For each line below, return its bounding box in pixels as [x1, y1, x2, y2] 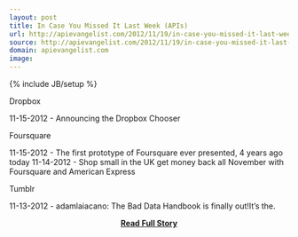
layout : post [9, 12, 58, 22]
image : [9, 54, 34, 63]
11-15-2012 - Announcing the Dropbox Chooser [9, 113, 181, 123]
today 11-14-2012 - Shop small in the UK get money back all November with [9, 157, 285, 167]
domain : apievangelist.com [9, 46, 109, 55]
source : [9, 37, 38, 47]
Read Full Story [120, 218, 178, 228]
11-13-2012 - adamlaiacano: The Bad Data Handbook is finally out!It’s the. [9, 201, 277, 211]
